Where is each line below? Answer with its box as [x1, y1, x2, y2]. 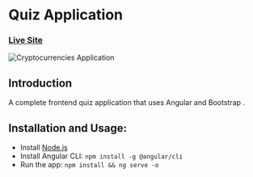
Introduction [8, 76, 73, 90]
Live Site [8, 35, 43, 46]
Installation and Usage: [8, 121, 128, 135]
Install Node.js [19, 143, 68, 153]
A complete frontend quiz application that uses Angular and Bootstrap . [8, 98, 245, 107]
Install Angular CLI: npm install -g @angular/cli [19, 151, 183, 161]
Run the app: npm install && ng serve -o [19, 160, 159, 170]
